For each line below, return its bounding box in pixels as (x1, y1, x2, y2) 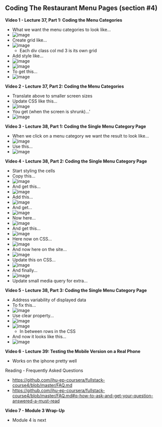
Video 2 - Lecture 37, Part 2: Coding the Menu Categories (5, 83, 124, 89)
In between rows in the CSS (19, 328, 76, 334)
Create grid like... (12, 37, 48, 43)
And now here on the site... (12, 246, 67, 252)
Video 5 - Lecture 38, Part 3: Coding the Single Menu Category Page (5, 287, 147, 293)
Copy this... (12, 173, 36, 179)
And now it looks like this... (12, 333, 67, 339)
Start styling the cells (12, 168, 55, 174)
